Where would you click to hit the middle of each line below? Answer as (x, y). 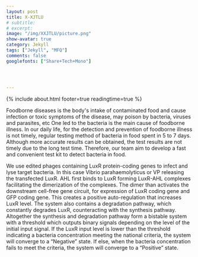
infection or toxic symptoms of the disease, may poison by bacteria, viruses (99, 117)
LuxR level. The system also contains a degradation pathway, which (89, 203)
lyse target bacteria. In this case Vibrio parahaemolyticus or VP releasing (95, 172)
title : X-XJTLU (25, 17)
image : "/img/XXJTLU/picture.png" (49, 34)
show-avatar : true (29, 39)
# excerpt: (20, 28)
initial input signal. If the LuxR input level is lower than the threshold (88, 229)
